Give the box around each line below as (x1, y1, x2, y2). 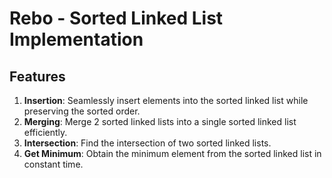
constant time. (23, 158, 84, 170)
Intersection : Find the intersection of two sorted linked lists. (23, 137, 272, 149)
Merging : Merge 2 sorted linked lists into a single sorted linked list (23, 116, 297, 127)
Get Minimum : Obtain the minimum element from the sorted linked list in (23, 148, 322, 159)
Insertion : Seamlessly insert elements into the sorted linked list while (23, 95, 309, 106)
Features (9, 68, 66, 85)
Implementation (9, 28, 144, 51)
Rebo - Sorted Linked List (9, 7, 224, 30)
